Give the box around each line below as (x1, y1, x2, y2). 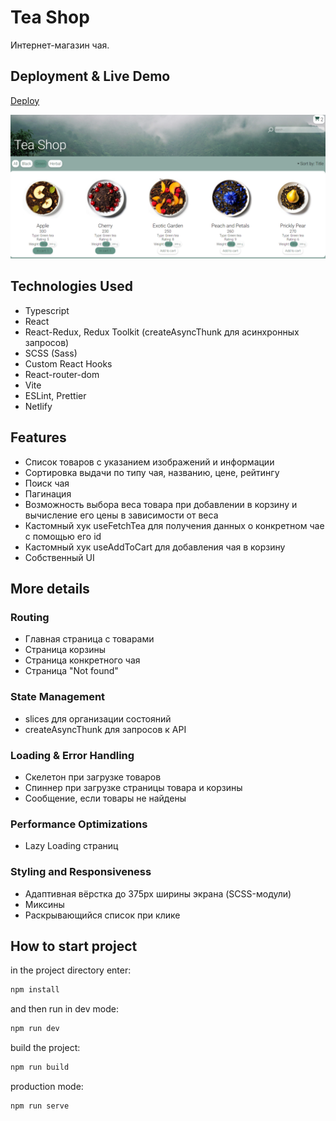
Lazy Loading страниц (24, 840, 119, 852)
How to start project (10, 937, 138, 955)
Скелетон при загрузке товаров (24, 771, 162, 783)
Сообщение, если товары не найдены (24, 792, 187, 804)
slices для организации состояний (24, 712, 172, 725)
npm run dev (10, 1024, 60, 1034)
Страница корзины (24, 644, 106, 656)
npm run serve (10, 1101, 70, 1111)
